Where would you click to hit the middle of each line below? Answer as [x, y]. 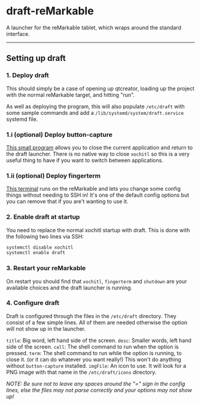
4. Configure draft [33, 303]
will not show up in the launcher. [46, 329]
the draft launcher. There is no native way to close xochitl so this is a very [98, 154]
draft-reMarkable [50, 11]
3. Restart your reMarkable [46, 268]
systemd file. [22, 119]
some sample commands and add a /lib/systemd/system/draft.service [95, 112]
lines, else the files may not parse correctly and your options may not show [99, 390]
